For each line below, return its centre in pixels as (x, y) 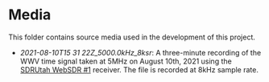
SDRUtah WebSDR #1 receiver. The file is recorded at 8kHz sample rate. (139, 69)
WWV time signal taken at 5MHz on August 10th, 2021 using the (126, 61)
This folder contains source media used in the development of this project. (132, 37)
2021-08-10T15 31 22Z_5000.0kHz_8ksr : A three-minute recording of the (141, 52)
